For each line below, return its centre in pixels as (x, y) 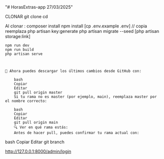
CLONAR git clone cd (27, 16)
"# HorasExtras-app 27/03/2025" (39, 7)
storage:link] (18, 36)
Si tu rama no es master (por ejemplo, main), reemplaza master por (85, 97)
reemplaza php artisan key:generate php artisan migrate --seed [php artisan (82, 31)
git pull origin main (36, 122)
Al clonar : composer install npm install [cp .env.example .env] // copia (76, 26)
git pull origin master (38, 92)
